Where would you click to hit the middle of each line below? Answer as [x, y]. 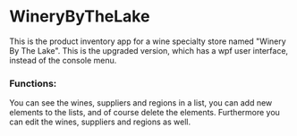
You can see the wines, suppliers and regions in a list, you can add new [141, 103]
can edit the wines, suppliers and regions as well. [100, 122]
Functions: [33, 83]
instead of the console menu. [63, 60]
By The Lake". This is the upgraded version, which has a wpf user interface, [149, 50]
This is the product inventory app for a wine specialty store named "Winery [148, 41]
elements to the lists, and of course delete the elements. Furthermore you [144, 113]
